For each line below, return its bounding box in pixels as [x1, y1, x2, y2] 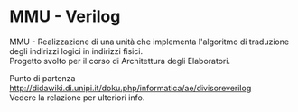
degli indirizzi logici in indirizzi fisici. [9, 45, 143, 56]
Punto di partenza [9, 72, 76, 83]
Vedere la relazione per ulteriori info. [9, 92, 145, 103]
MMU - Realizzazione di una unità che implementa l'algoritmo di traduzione [9, 36, 290, 47]
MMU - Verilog [9, 6, 121, 27]
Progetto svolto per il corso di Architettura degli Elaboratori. [9, 55, 231, 66]
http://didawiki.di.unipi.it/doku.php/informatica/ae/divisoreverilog [9, 82, 252, 93]
